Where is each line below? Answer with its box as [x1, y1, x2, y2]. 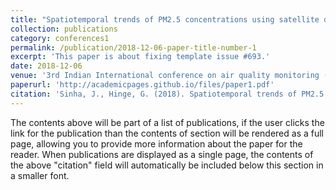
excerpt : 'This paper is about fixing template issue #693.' [10, 52, 271, 62]
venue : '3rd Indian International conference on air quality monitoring [10, 71, 320, 81]
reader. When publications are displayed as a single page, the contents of [10, 148, 314, 160]
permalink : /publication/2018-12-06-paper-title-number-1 [10, 42, 257, 53]
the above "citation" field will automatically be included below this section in [10, 159, 324, 171]
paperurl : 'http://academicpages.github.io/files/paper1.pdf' [10, 80, 275, 90]
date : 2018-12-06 [10, 61, 83, 71]
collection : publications [10, 24, 118, 34]
